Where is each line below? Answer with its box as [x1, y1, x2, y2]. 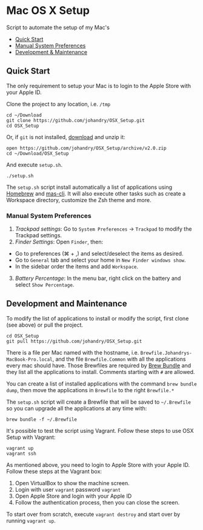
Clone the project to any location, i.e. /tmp [6, 100, 111, 107]
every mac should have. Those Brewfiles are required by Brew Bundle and [6, 362, 191, 369]
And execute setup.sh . [6, 161, 62, 168]
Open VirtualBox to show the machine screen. [15, 479, 130, 486]
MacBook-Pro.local [6, 356, 53, 362]
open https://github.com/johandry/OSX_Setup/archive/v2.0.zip [6, 145, 167, 151]
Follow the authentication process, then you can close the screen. [15, 498, 180, 506]
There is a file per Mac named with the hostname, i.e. [6, 348, 139, 356]
